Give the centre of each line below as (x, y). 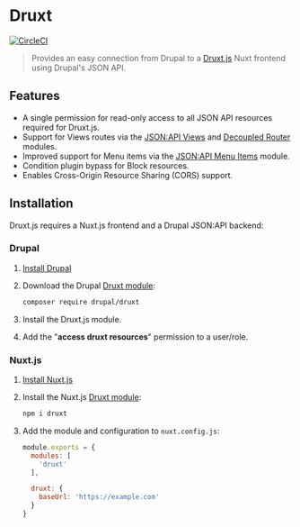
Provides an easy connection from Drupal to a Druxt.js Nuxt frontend (158, 58)
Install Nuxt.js (48, 380)
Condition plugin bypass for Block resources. (106, 165)
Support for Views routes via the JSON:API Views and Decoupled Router (156, 137)
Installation (41, 204)
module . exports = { (59, 447)
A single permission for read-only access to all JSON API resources (147, 117)
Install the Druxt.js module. (72, 319)
